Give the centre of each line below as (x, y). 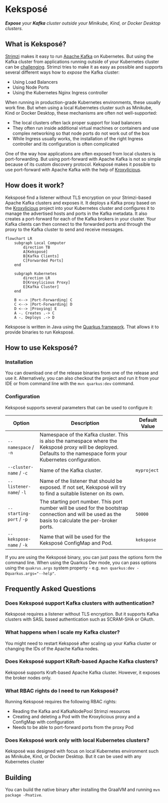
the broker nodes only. (28, 678)
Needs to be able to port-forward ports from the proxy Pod (73, 727)
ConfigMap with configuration (43, 722)
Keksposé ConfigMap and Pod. (76, 543)
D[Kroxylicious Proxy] (47, 282)
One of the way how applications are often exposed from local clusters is (80, 153)
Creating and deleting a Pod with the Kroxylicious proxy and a (76, 717)
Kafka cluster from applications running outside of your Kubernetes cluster (82, 62)
